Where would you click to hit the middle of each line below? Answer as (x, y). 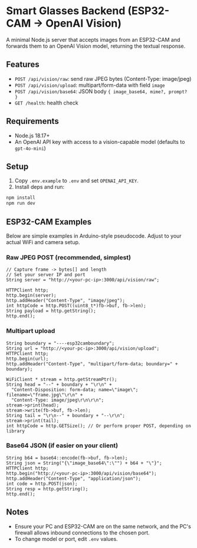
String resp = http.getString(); (47, 489)
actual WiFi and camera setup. (43, 242)
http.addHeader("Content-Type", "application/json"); (74, 478)
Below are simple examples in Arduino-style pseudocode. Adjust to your (94, 236)
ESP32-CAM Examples (49, 222)
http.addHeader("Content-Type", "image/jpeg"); (66, 301)
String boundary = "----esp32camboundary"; (60, 343)
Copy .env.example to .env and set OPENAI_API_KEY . (76, 181)
